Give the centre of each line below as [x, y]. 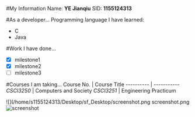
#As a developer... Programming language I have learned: [75, 19]
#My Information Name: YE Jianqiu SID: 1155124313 [69, 8]
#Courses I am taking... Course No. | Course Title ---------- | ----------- [93, 84]
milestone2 [28, 66]
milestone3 [28, 73]
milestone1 [27, 60]
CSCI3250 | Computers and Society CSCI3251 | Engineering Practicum [91, 91]
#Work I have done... [31, 48]
